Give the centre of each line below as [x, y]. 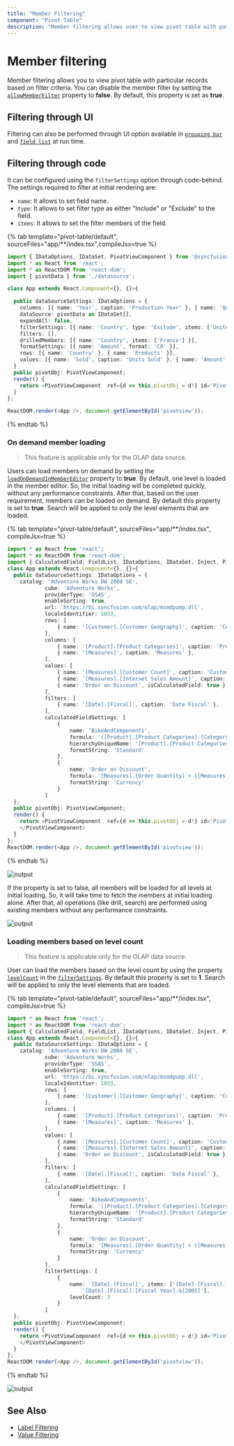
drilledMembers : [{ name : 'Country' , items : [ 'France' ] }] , [109, 340]
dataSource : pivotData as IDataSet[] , [76, 314]
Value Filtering [38, 1435]
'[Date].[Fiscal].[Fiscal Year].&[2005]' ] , [146, 1291]
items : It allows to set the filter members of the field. [92, 223]
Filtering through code [57, 163]
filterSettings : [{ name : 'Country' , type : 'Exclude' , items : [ [115, 327]
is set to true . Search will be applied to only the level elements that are [108, 508]
